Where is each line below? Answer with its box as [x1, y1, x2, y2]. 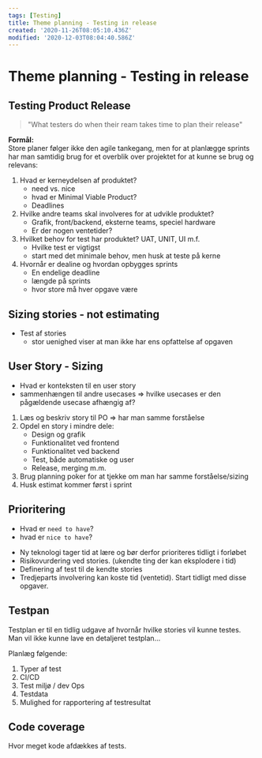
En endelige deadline [31, 268, 100, 277]
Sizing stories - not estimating [8, 307, 160, 321]
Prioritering [8, 503, 65, 516]
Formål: [8, 135, 34, 144]
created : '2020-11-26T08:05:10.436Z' [8, 26, 133, 34]
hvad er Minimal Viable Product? [31, 193, 137, 202]
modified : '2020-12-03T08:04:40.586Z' [8, 33, 136, 42]
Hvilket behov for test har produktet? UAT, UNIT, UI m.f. [19, 235, 200, 244]
